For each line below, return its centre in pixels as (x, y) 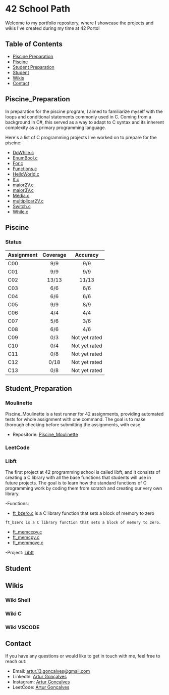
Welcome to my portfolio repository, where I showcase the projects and (79, 23)
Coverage (54, 255)
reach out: (16, 661)
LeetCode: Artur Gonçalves (41, 687)
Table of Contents (34, 44)
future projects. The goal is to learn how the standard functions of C (76, 483)
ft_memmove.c (28, 543)
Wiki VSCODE (22, 627)
